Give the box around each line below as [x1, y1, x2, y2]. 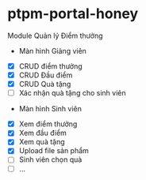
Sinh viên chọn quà [18, 155, 83, 164]
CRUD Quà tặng [18, 80, 71, 89]
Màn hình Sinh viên [18, 104, 83, 114]
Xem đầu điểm [18, 128, 67, 138]
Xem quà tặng [18, 137, 65, 147]
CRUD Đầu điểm [18, 70, 73, 80]
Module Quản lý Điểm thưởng [7, 31, 104, 40]
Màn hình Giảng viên [18, 46, 86, 55]
